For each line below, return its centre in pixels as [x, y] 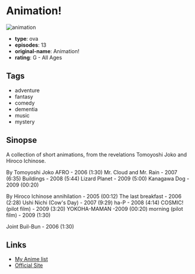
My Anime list [31, 259]
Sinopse [22, 140]
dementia [26, 109]
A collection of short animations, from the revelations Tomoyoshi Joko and [97, 154]
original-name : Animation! [47, 51]
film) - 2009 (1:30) [28, 215]
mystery [25, 122]
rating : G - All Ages [38, 57]
